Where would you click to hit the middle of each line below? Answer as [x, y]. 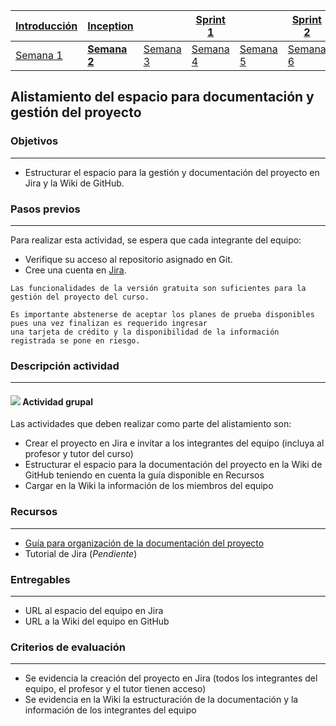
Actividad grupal [58, 401]
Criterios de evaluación [68, 647]
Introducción [46, 26]
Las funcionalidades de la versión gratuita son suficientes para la [158, 288]
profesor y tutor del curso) [79, 454]
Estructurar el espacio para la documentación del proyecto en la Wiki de [173, 465]
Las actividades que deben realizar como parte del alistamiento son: [151, 424]
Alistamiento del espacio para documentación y [162, 97]
